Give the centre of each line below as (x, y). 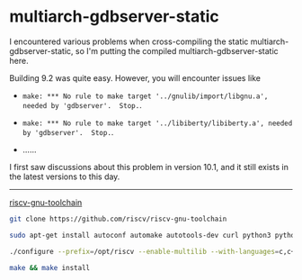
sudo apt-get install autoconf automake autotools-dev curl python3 (140, 235)
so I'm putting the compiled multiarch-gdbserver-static (177, 50)
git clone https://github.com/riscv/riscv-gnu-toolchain (118, 219)
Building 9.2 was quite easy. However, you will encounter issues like (135, 77)
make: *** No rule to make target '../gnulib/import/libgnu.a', (145, 96)
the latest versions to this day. (65, 176)
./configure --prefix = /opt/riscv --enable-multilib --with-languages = (144, 251)
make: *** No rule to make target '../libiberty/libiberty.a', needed (157, 123)
